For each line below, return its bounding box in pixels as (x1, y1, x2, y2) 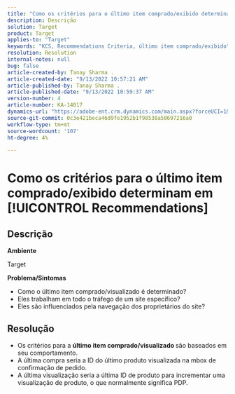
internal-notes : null (7, 56, 71, 63)
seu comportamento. (17, 348, 78, 358)
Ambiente (7, 247, 37, 255)
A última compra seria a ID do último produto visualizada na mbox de (17, 356, 217, 365)
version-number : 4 (7, 95, 61, 102)
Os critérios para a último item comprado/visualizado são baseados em (17, 341, 227, 350)
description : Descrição (7, 17, 77, 24)
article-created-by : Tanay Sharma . (7, 69, 114, 76)
